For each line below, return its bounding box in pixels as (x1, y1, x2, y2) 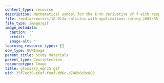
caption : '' (9, 30, 34, 35)
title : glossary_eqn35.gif (5, 66, 60, 71)
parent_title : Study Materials (5, 52, 69, 58)
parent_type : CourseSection (5, 57, 62, 62)
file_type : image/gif (5, 21, 49, 26)
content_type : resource (5, 7, 54, 12)
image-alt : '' (9, 39, 38, 44)
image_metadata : (5, 25, 38, 30)
